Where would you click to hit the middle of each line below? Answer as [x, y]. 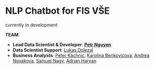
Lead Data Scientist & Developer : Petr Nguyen [62, 44]
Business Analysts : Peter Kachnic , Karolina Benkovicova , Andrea [81, 55]
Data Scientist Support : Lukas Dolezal [53, 50]
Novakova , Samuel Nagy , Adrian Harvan [54, 60]
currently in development [31, 25]
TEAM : [13, 34]
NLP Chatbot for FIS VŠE [57, 11]
